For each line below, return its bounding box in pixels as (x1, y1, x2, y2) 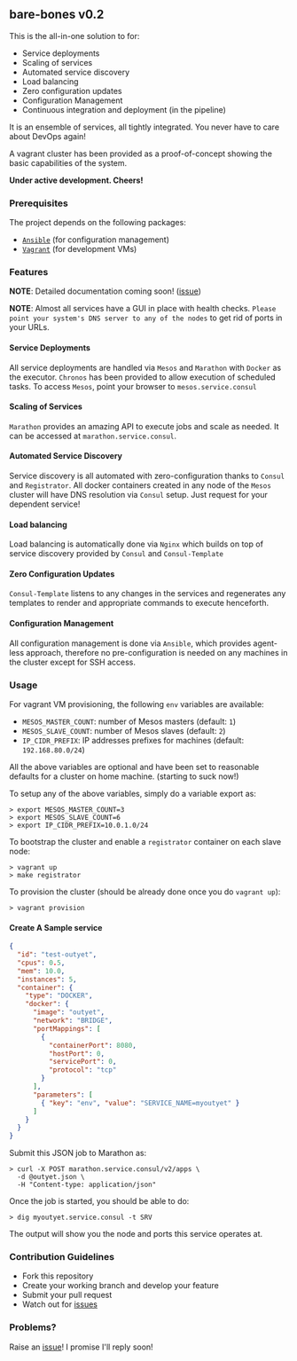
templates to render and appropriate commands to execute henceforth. (9, 598, 269, 609)
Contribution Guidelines (9, 1251, 115, 1263)
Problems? (9, 1321, 57, 1333)
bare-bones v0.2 (9, 7, 105, 22)
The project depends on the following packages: (9, 217, 186, 228)
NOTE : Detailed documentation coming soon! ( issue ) (9, 286, 202, 296)
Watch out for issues (21, 1299, 98, 1310)
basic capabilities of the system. (9, 157, 128, 168)
